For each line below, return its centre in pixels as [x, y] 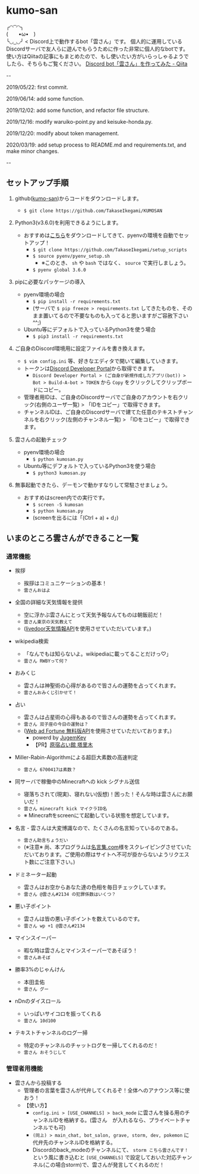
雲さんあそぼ [37, 958]
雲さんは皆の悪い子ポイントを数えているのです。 [83, 919]
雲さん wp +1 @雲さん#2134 [54, 926]
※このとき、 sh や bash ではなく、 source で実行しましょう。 [115, 263]
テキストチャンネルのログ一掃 [51, 1033]
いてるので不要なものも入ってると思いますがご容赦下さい [119, 316]
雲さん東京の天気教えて [48, 622]
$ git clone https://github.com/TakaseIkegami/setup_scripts [110, 250]
